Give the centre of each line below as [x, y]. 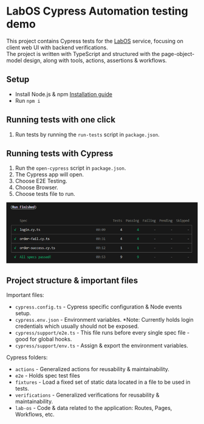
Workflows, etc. [35, 414]
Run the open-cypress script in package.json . [70, 168]
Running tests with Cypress [60, 153]
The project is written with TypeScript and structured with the [83, 54]
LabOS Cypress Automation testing [97, 11]
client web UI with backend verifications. [57, 47]
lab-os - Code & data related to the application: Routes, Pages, [93, 408]
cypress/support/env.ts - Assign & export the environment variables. [101, 346]
